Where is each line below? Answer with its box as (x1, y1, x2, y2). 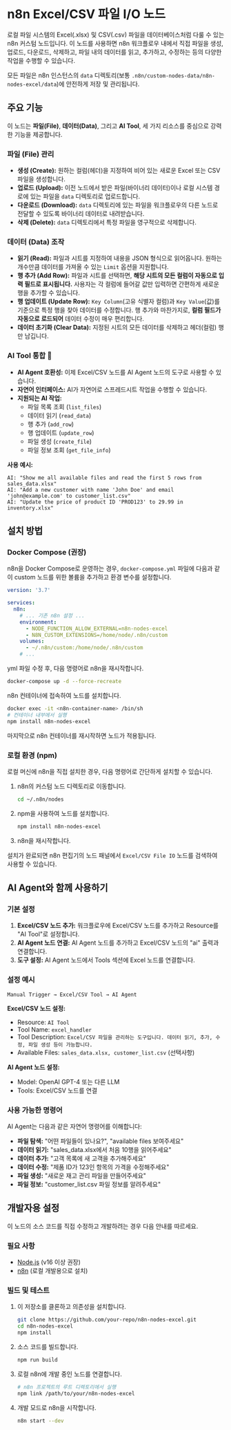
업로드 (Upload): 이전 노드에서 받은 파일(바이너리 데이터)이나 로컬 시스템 (17, 184, 213, 192)
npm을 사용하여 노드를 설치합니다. (17, 809, 110, 817)
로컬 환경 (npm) (7, 750, 57, 760)
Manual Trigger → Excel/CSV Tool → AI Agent (7, 991, 137, 998)
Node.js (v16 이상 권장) (17, 1258, 81, 1266)
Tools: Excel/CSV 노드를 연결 (17, 1086, 98, 1095)
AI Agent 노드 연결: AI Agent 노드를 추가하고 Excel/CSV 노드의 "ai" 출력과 (17, 938, 219, 947)
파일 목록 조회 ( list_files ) (27, 402, 102, 411)
